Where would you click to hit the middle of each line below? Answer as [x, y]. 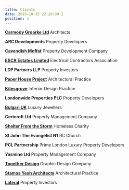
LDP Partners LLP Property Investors [42, 70]
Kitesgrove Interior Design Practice [40, 89]
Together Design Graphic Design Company [48, 164]
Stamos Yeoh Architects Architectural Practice [52, 173]
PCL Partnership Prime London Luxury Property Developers [65, 145]
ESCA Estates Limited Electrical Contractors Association [61, 61]
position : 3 [17, 18]
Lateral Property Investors [31, 183]
